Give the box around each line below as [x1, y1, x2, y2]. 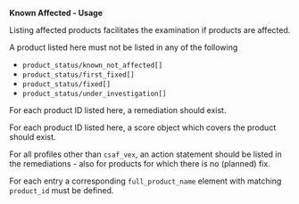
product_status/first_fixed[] [21, 70, 136, 79]
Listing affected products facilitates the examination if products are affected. [9, 25, 291, 35]
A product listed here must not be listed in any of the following [9, 42, 238, 53]
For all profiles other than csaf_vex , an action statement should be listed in [9, 149, 283, 159]
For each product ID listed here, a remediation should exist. [9, 105, 227, 115]
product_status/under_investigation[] [21, 89, 167, 98]
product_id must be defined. [9, 185, 114, 195]
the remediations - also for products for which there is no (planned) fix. [9, 159, 270, 168]
